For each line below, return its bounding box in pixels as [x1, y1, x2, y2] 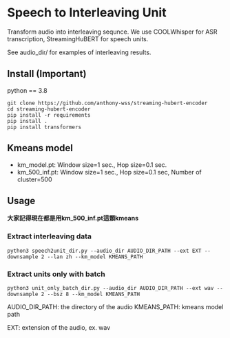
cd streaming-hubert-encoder [7, 105, 91, 113]
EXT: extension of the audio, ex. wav [7, 323, 111, 331]
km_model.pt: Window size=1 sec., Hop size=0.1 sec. [17, 160, 167, 169]
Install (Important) [7, 68, 87, 80]
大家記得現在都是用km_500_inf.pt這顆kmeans [7, 214, 139, 223]
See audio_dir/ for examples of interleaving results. [7, 48, 151, 56]
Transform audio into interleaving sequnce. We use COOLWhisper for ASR [7, 27, 218, 36]
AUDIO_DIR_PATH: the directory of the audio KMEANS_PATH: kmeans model [7, 302, 224, 311]
